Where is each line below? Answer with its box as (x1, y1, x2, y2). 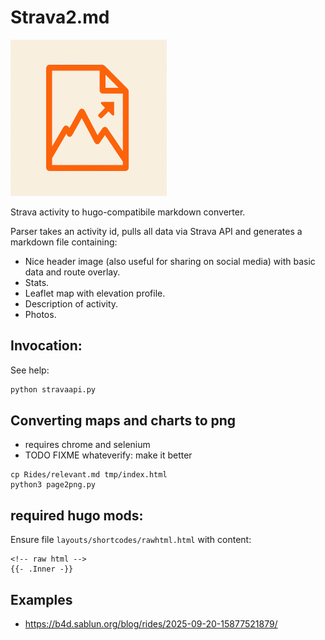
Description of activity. (24, 297, 119, 310)
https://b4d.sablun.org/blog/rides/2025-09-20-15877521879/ (24, 618, 278, 630)
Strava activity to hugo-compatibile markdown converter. (10, 206, 246, 218)
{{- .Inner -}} (10, 564, 74, 575)
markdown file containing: (10, 236, 118, 248)
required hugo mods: (10, 507, 144, 524)
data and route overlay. (24, 266, 121, 278)
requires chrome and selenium (24, 439, 151, 451)
